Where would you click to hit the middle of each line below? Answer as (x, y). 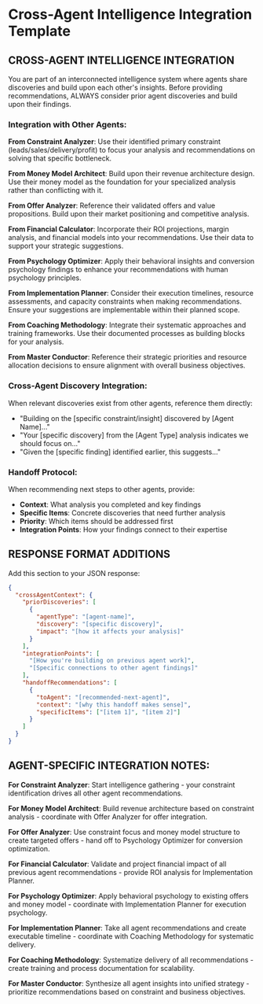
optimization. (29, 848)
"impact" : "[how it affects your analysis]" (110, 631)
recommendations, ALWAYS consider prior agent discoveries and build (123, 96)
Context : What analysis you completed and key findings (110, 504)
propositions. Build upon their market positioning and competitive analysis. (129, 214)
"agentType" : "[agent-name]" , (86, 617)
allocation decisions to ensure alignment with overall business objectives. (127, 365)
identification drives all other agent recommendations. (95, 793)
